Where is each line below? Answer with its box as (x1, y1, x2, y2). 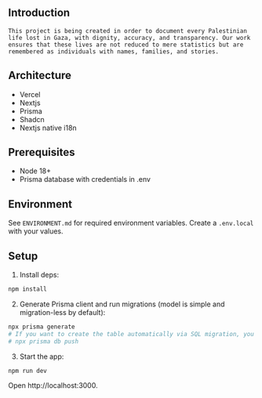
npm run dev (8, 367, 47, 374)
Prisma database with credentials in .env (19, 175, 151, 184)
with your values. (8, 226, 64, 236)
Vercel (19, 89, 41, 99)
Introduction (8, 6, 71, 20)
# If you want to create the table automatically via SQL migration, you (8, 330, 255, 338)
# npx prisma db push (8, 337, 79, 346)
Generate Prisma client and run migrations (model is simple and (19, 299, 225, 309)
